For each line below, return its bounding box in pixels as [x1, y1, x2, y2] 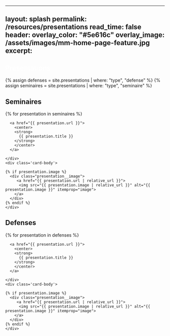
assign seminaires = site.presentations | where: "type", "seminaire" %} [5, 83, 152, 89]
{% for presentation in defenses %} [5, 232, 79, 238]
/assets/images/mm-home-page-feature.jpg [5, 39, 150, 47]
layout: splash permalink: [5, 15, 87, 23]
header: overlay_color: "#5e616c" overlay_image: [5, 31, 165, 40]
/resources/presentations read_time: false [5, 23, 142, 31]
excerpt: [5, 47, 33, 55]
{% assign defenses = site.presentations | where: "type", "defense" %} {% [5, 77, 161, 84]
